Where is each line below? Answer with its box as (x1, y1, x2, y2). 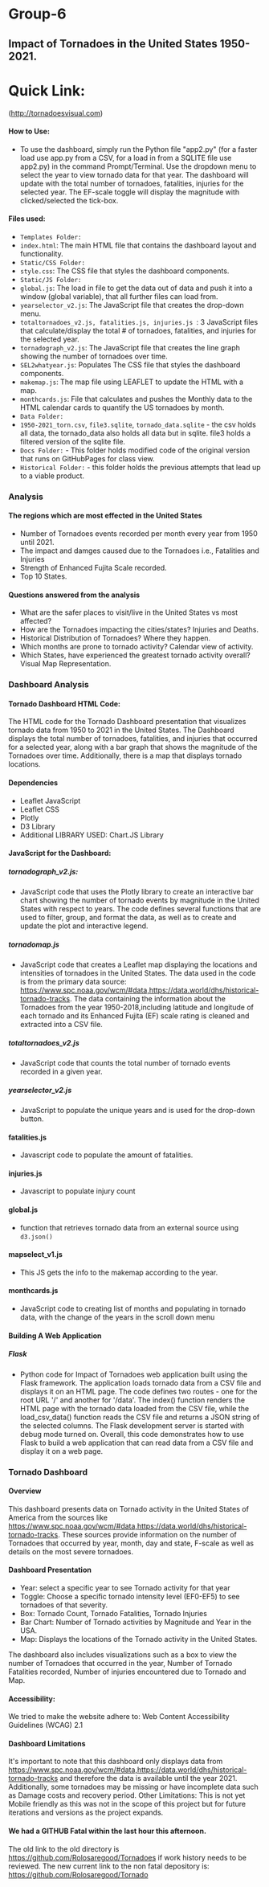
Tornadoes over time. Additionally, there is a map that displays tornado (8, 751, 243, 760)
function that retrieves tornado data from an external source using (19, 1222, 239, 1232)
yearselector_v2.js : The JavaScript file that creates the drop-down (19, 300, 245, 309)
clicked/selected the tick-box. (19, 195, 119, 205)
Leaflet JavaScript (19, 796, 81, 805)
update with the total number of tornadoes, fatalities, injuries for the (19, 178, 244, 188)
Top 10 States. (19, 571, 67, 581)
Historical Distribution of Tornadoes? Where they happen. (19, 633, 211, 643)
